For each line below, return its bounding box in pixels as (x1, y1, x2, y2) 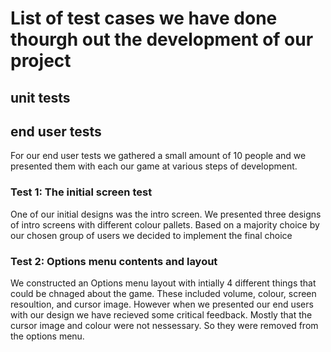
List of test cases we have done (10, 7, 278, 30)
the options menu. (10, 330, 85, 342)
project (10, 50, 72, 72)
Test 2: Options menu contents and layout (10, 254, 218, 268)
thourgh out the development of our (10, 28, 314, 51)
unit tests (10, 89, 71, 106)
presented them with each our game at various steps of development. (10, 160, 298, 172)
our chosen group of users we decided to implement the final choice (10, 229, 293, 241)
